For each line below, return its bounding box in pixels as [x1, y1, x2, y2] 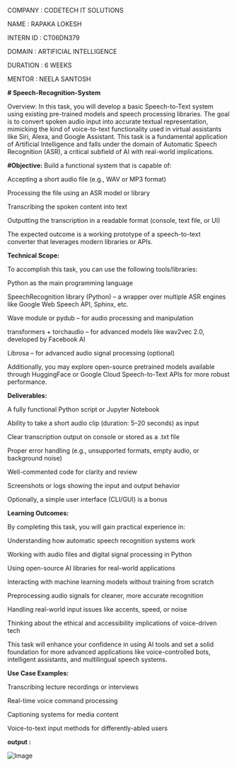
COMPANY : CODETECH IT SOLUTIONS [7, 6, 124, 14]
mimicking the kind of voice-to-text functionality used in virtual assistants [7, 125, 221, 133]
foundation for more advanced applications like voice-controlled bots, [7, 648, 211, 656]
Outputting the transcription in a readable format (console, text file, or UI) [7, 216, 221, 224]
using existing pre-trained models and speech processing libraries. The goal [7, 110, 230, 118]
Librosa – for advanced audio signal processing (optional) [7, 349, 175, 357]
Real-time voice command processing [7, 697, 118, 705]
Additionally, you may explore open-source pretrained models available [7, 363, 215, 371]
